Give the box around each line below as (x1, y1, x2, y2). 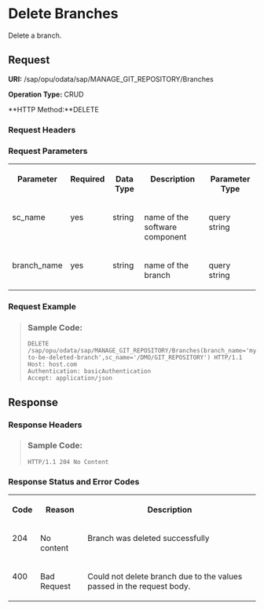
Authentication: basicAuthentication (27, 367, 152, 375)
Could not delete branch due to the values (87, 571, 243, 582)
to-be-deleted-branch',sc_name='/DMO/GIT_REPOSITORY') (27, 354, 211, 362)
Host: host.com (27, 360, 78, 369)
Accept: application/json (27, 374, 112, 382)
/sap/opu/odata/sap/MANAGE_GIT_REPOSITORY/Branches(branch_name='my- (27, 347, 261, 355)
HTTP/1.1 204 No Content (27, 458, 109, 466)
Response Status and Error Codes (8, 476, 140, 487)
